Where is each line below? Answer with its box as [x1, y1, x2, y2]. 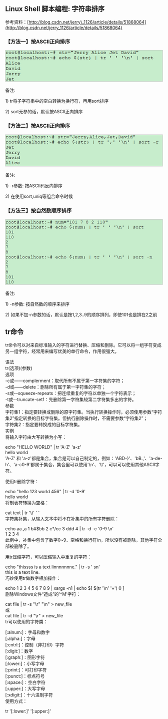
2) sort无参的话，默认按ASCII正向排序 [5, 109, 83, 115]
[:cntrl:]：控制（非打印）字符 [5, 641, 64, 647]
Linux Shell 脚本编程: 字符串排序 [5, 5, 105, 14]
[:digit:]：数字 [5, 648, 33, 654]
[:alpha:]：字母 [5, 635, 36, 641]
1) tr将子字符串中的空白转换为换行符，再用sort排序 [5, 98, 109, 104]
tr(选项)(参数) [5, 365, 32, 371]
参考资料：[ [5, 19, 29, 25]
